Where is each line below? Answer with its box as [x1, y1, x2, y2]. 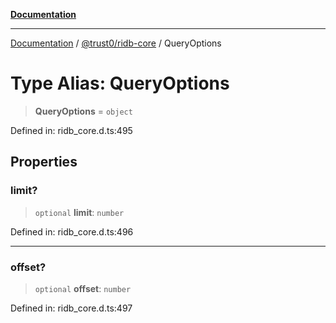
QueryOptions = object [34, 105, 133, 117]
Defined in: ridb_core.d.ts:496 [10, 225, 134, 238]
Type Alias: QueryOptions [10, 72, 230, 95]
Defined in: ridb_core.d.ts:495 [10, 124, 133, 136]
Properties [10, 154, 78, 171]
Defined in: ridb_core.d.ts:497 [10, 302, 133, 314]
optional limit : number [34, 206, 125, 218]
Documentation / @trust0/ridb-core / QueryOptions [10, 37, 222, 49]
